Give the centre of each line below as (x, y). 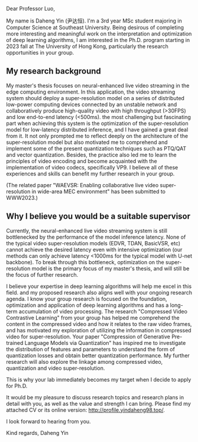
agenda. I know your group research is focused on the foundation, (87, 299)
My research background (54, 71)
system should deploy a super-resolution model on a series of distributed (95, 98)
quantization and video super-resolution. (56, 368)
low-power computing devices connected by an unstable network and (92, 104)
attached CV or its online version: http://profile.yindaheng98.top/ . (86, 410)
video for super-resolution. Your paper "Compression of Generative (88, 337)
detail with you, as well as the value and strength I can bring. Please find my (98, 403)
